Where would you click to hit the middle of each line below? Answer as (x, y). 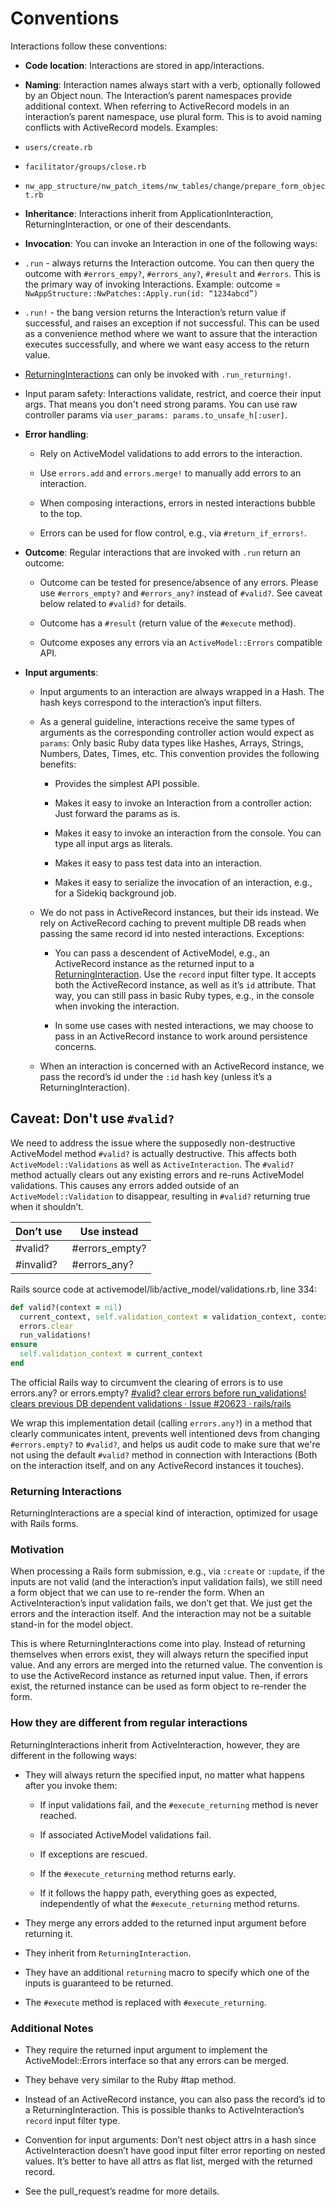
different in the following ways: (74, 1755)
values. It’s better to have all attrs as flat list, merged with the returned (168, 2161)
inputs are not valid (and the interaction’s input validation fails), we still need (166, 1582)
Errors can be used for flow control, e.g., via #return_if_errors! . (173, 533)
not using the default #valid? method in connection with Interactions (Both (164, 1454)
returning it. (48, 1933)
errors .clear (46, 1326)
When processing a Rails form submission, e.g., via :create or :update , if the (167, 1571)
